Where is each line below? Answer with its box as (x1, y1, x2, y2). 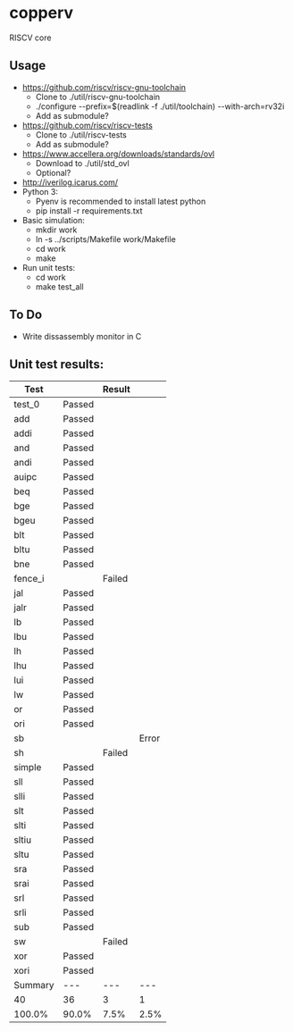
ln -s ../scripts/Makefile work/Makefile (35, 233, 176, 244)
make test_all (35, 281, 84, 292)
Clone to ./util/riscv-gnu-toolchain (35, 91, 161, 102)
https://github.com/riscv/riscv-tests (21, 120, 154, 130)
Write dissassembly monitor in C (21, 331, 142, 341)
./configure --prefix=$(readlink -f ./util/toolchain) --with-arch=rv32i (35, 101, 285, 112)
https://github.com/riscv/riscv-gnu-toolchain (21, 81, 186, 92)
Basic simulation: (21, 214, 85, 225)
